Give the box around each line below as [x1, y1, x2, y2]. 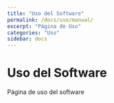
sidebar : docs [7, 36, 48, 43]
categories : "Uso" [7, 29, 60, 36]
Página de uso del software [7, 88, 84, 96]
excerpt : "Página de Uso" [7, 23, 81, 30]
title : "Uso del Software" [7, 10, 84, 17]
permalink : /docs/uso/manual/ [7, 16, 94, 23]
